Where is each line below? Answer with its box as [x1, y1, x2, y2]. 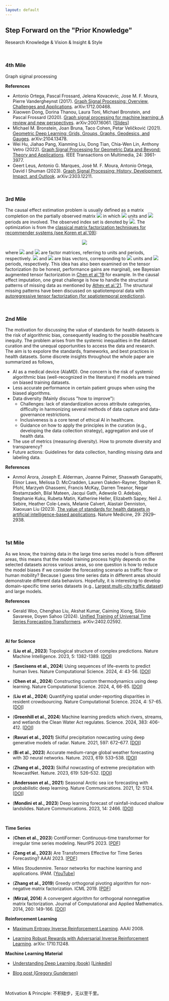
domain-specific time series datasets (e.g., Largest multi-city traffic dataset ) [5, 583, 163, 589]
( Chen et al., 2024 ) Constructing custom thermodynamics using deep [12, 678, 158, 684]
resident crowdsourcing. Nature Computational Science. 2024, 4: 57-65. [12, 698, 162, 704]
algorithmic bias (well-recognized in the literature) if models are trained [12, 374, 160, 380]
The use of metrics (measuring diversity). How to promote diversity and [12, 438, 161, 444]
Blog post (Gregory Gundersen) [12, 970, 78, 976]
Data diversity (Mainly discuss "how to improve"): [12, 395, 116, 401]
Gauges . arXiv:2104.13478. [12, 136, 68, 142]
